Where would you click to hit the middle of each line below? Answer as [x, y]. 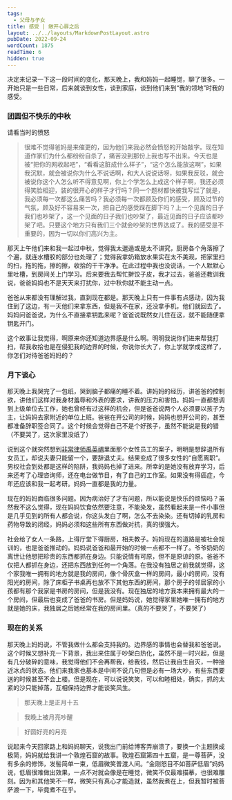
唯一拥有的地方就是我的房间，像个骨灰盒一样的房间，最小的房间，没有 [125, 574]
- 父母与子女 [30, 20]
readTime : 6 [24, 53]
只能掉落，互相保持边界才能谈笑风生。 [80, 687]
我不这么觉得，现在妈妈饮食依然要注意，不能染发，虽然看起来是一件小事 [116, 507]
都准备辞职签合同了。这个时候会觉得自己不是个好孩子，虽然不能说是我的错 [113, 426]
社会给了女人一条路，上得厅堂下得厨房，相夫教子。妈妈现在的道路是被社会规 [116, 539]
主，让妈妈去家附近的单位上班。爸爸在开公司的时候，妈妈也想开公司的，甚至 [116, 417]
